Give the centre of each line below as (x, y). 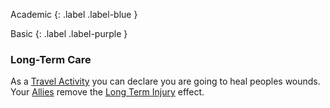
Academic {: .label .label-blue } (74, 14)
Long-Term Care (51, 59)
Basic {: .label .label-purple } (69, 33)
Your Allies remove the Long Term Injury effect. (107, 92)
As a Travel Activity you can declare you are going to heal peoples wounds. (165, 81)
